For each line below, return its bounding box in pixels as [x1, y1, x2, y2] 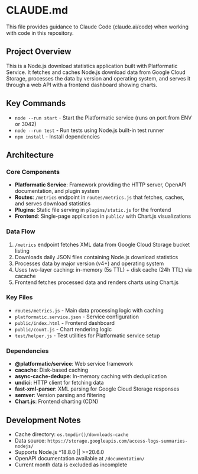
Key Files [6, 294, 33, 302]
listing [14, 247, 30, 254]
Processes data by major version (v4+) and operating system [14, 260, 164, 267]
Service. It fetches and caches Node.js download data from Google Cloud [6, 69, 186, 76]
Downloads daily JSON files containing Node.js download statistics [14, 253, 178, 260]
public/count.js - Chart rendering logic [14, 325, 112, 333]
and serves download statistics [14, 200, 90, 207]
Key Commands [6, 98, 66, 108]
